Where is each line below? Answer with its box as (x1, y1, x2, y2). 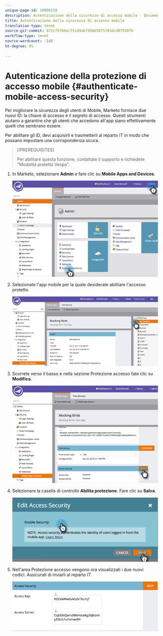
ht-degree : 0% (5, 44, 34, 49)
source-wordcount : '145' (5, 39, 55, 44)
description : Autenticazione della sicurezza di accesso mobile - (5, 13, 142, 18)
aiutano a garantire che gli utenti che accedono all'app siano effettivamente (5, 117, 156, 124)
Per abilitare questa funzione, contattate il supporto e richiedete (16, 156, 145, 162)
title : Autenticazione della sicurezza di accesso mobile (5, 18, 125, 23)
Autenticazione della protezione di (5, 71, 147, 81)
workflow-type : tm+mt (5, 34, 49, 38)
